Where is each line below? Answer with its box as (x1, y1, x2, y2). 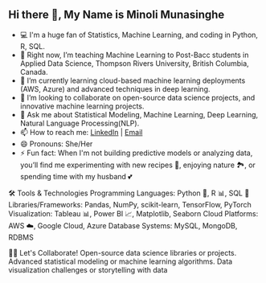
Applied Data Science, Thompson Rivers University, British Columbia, (19, 58, 249, 68)
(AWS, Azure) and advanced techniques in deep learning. (19, 84, 211, 93)
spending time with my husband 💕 (19, 171, 133, 181)
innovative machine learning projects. (19, 101, 145, 111)
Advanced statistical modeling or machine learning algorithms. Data (8, 256, 233, 266)
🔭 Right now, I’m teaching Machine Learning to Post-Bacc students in (19, 50, 249, 59)
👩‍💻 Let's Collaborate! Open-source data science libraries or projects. (8, 248, 237, 257)
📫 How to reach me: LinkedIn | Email (19, 127, 143, 137)
